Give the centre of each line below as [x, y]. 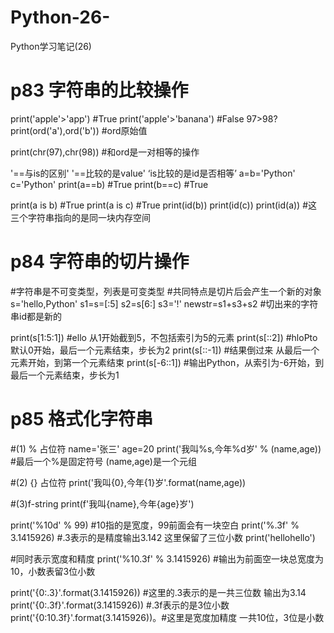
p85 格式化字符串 [81, 419]
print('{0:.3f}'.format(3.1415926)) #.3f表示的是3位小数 [120, 605]
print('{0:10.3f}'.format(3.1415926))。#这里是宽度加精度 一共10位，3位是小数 [167, 617]
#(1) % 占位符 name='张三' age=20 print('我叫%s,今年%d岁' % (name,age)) [166, 448]
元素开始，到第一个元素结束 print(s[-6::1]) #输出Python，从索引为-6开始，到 [167, 362]
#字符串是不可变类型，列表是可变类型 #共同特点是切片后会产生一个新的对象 [166, 291]
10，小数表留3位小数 [53, 571]
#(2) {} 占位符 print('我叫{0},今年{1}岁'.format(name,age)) [128, 482]
